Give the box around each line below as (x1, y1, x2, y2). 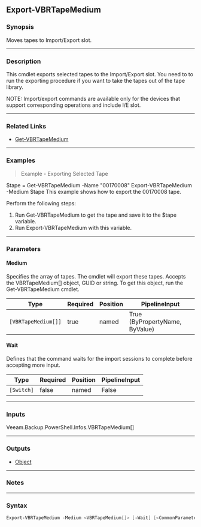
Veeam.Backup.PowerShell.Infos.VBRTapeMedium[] (6, 424, 135, 431)
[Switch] (9, 387, 34, 393)
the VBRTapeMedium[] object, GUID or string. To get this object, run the (6, 279, 184, 286)
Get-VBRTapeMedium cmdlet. (6, 285, 80, 293)
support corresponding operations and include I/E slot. (6, 101, 141, 109)
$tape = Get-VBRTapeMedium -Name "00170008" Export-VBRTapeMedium (6, 181, 193, 188)
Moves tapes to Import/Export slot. (6, 36, 92, 44)
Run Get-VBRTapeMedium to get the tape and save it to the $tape (14, 211, 177, 218)
